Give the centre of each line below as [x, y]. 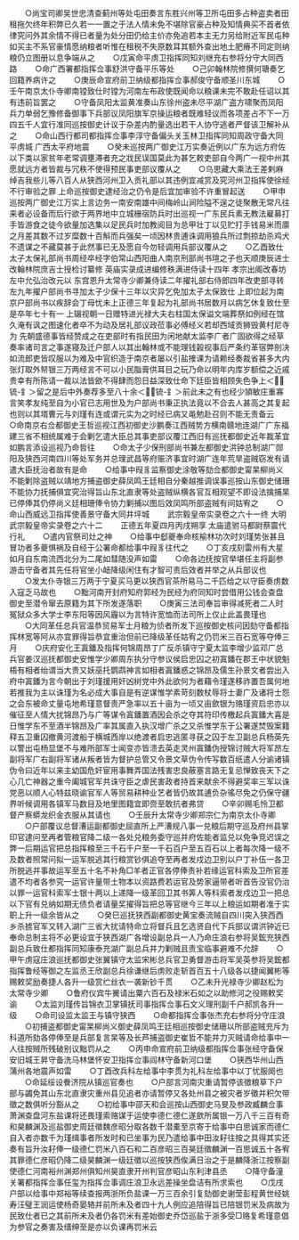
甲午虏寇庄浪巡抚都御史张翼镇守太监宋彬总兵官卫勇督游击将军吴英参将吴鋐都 [149, 959]
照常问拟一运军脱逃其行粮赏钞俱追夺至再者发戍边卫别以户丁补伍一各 [157, 859]
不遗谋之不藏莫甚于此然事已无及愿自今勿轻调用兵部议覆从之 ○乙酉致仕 [146, 247]
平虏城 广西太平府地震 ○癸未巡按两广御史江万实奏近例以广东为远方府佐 [148, 147]
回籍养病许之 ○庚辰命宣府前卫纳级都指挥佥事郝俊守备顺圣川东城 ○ [147, 80]
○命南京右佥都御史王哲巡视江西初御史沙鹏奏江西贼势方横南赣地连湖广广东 [145, 425]
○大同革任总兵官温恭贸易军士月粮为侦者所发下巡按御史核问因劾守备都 [153, 625]
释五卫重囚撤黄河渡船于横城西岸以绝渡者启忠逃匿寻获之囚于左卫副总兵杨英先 [149, 737]
